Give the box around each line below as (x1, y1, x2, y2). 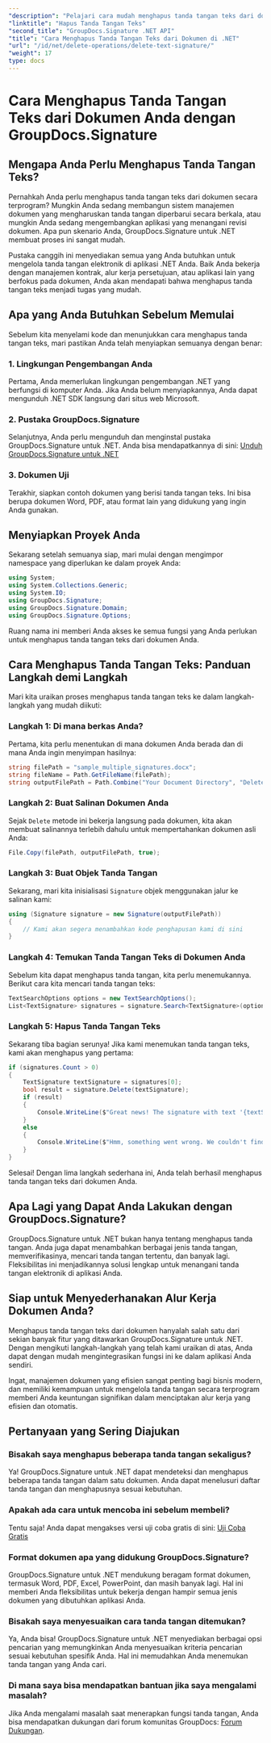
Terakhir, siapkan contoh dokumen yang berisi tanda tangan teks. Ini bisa (8, 487, 252, 497)
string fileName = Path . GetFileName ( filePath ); (8, 771, 172, 779)
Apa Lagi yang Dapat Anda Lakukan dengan (8, 1200, 233, 1214)
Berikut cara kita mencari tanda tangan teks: (8, 978, 156, 989)
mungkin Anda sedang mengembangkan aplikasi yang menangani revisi (8, 217, 248, 227)
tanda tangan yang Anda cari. (8, 1660, 107, 1670)
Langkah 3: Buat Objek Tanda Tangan (8, 867, 158, 879)
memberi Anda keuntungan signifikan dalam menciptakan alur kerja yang (8, 1393, 251, 1402)
